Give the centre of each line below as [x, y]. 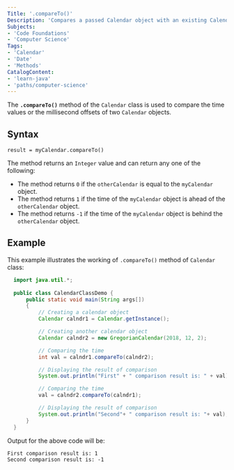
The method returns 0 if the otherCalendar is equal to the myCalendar [115, 184]
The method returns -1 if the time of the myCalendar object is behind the [120, 214]
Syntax [23, 134]
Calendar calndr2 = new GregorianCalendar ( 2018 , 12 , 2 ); [123, 338]
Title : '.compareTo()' [40, 14]
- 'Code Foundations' [39, 33]
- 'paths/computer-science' [48, 85]
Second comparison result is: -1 [56, 460]
